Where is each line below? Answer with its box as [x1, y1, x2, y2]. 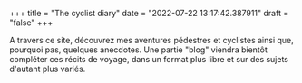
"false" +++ [9, 17, 54, 28]
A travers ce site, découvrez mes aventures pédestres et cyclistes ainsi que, [9, 35, 295, 45]
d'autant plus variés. [9, 63, 86, 74]
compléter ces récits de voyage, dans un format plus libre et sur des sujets [9, 54, 288, 64]
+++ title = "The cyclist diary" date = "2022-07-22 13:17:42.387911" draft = [9, 8, 289, 18]
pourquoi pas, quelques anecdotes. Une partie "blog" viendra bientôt [9, 44, 268, 55]
